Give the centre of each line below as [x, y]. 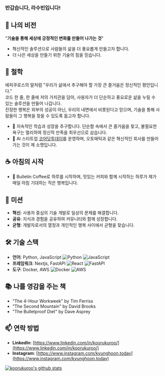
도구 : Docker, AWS [31, 269]
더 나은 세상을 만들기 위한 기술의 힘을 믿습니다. [57, 55]
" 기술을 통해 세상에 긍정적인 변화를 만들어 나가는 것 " [54, 38]
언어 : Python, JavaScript [37, 257]
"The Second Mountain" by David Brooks [54, 306]
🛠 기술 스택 [22, 242]
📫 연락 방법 [22, 328]
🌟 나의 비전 [21, 25]
